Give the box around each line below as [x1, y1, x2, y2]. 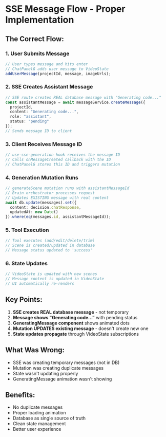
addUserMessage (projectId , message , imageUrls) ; [5, 71, 111, 76]
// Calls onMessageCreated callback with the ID [5, 157, 111, 162]
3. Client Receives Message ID [5, 140, 82, 148]
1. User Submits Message [5, 50, 70, 57]
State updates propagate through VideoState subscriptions [12, 331, 139, 337]
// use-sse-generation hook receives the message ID [5, 152, 120, 157]
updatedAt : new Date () [10, 209, 58, 215]
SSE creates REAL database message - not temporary [12, 309, 129, 315]
